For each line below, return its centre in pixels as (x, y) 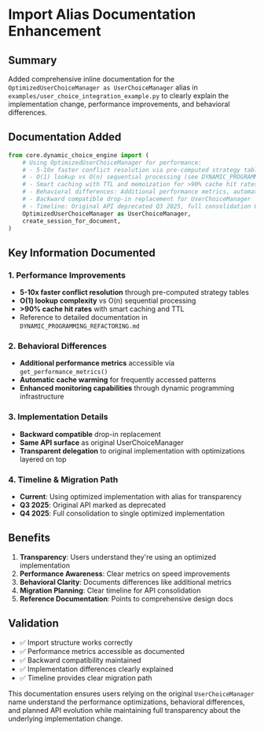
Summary (33, 60)
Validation (33, 624)
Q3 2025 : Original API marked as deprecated (93, 505)
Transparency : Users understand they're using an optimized (117, 557)
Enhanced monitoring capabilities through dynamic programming (127, 388)
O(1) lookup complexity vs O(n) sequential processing (108, 301)
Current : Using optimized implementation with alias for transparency (130, 497)
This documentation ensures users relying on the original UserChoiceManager (131, 693)
